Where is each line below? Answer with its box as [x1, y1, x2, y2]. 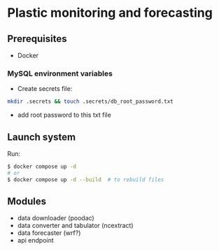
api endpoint [17, 236, 54, 245]
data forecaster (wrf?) [17, 229, 81, 237]
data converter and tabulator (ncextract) [17, 222, 134, 230]
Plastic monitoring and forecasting [7, 5, 213, 21]
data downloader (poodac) [17, 214, 94, 222]
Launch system [7, 131, 76, 143]
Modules [7, 196, 47, 207]
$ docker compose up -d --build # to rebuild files [7, 176, 164, 183]
